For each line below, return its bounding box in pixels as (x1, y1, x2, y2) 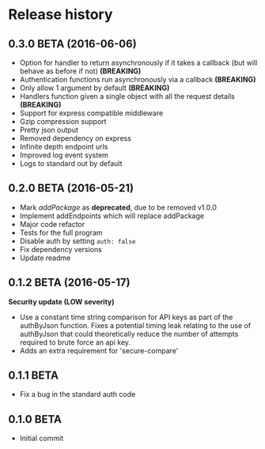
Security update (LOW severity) (8, 296, 115, 306)
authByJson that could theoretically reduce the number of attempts (19, 329, 239, 338)
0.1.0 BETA (8, 413, 62, 426)
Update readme (19, 253, 71, 262)
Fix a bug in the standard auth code (19, 390, 136, 399)
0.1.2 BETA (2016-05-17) (8, 276, 131, 289)
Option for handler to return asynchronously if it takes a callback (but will (19, 58, 258, 67)
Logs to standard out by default (19, 159, 123, 168)
